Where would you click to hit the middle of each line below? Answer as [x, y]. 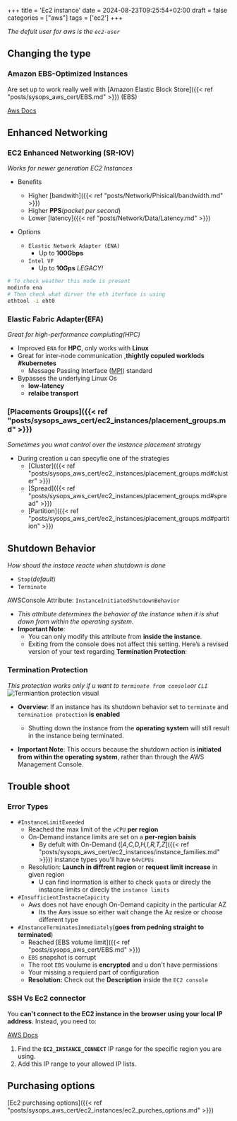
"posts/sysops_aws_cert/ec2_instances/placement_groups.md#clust [128, 473]
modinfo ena [25, 288]
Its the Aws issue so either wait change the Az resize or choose [131, 912]
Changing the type [49, 53]
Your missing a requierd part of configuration [93, 972]
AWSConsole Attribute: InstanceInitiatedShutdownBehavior [93, 600]
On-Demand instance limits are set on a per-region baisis [112, 837]
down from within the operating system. [75, 621]
